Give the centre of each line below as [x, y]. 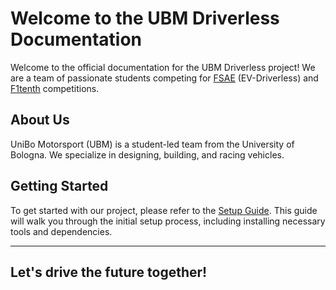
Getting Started [59, 186]
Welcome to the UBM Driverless [145, 18]
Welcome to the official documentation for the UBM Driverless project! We [163, 67]
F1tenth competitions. [55, 88]
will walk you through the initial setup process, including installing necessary [168, 221]
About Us [40, 120]
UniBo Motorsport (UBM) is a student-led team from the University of [152, 144]
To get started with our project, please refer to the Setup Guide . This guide [164, 210]
